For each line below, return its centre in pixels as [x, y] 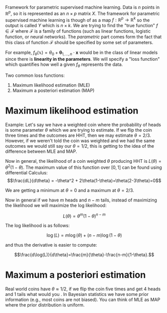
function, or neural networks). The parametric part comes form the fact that [83, 37]
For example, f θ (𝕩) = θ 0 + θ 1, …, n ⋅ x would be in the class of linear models [81, 53]
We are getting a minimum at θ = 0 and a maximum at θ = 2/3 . [70, 190]
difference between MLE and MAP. [41, 151]
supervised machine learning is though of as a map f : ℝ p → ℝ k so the [77, 20]
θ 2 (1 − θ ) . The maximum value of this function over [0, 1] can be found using [83, 167]
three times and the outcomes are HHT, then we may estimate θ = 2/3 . [78, 135]
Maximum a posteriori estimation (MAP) [53, 90]
